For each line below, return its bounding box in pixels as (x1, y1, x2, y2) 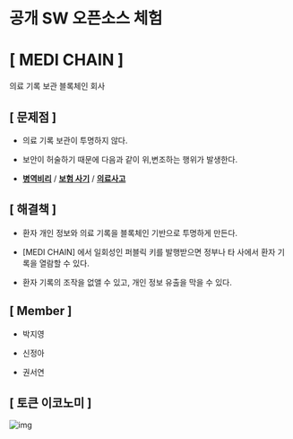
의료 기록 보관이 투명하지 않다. (22, 135, 128, 145)
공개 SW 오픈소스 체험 (9, 8, 163, 29)
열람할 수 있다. (39, 258, 90, 268)
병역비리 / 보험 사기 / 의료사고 (22, 172, 126, 184)
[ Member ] (9, 303, 73, 319)
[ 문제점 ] (9, 110, 56, 125)
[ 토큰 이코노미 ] (9, 395, 92, 410)
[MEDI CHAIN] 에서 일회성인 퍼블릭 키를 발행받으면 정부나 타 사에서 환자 (22, 246, 276, 257)
